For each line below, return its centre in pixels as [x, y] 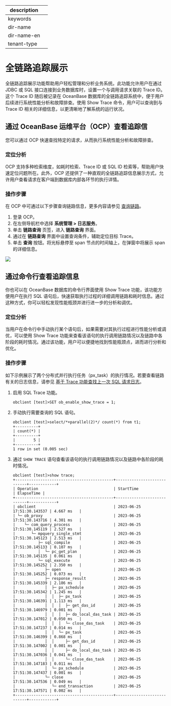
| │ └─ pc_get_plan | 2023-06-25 [77, 551]
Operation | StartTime [78, 489]
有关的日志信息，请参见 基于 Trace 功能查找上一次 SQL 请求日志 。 [75, 381]
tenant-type [22, 44]
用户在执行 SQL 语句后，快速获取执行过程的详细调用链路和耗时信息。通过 [87, 296]
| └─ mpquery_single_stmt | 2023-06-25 [77, 533]
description [24, 10]
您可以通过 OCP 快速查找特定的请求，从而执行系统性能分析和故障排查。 [81, 140]
